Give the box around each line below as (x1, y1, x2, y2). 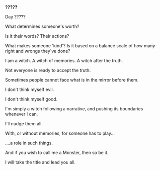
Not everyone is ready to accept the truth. (5, 67, 91, 73)
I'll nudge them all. (5, 121, 43, 126)
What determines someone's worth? (5, 23, 80, 29)
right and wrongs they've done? (5, 48, 71, 54)
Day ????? (5, 14, 26, 19)
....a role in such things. (5, 140, 53, 146)
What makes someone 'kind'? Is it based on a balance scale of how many (5, 43, 156, 49)
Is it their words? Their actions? (5, 33, 70, 39)
